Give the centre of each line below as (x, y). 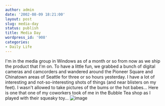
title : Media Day (23, 33)
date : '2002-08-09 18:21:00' (35, 14)
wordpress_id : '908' (27, 38)
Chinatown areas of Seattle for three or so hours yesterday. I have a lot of (80, 77)
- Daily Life (19, 47)
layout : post (19, 19)
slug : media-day (22, 24)
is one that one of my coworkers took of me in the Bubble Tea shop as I (78, 93)
